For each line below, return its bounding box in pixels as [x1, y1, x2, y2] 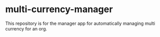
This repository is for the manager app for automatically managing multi [5, 20, 155, 26]
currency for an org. [5, 25, 47, 31]
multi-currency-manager [5, 4, 113, 15]
